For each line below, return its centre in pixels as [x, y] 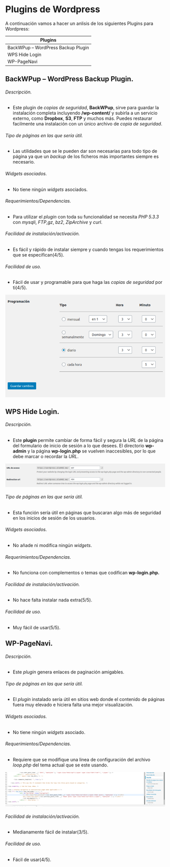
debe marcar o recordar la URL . [45, 456]
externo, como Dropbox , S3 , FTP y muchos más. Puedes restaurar [82, 118]
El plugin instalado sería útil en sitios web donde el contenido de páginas [89, 699]
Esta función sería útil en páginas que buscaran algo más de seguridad [87, 512]
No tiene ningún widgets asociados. [50, 189]
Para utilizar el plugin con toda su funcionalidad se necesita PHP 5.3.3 [86, 216]
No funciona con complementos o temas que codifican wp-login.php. [86, 573]
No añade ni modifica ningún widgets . [52, 545]
